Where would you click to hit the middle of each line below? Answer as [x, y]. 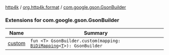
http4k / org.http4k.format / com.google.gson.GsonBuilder [66, 7]
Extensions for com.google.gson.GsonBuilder [62, 20]
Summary [96, 33]
